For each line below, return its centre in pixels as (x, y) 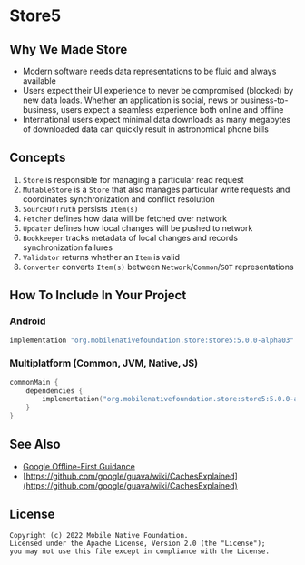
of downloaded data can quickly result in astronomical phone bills (146, 129)
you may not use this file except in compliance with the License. (140, 551)
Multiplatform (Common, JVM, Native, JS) (103, 363)
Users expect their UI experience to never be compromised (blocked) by (158, 91)
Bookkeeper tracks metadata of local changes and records (130, 237)
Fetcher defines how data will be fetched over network (125, 218)
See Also (35, 444)
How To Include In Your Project (98, 295)
